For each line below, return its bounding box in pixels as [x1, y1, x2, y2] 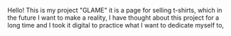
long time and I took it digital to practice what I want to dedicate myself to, [7, 21, 225, 29]
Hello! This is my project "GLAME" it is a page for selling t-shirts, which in [7, 6, 222, 14]
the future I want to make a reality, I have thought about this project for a [7, 13, 220, 22]
